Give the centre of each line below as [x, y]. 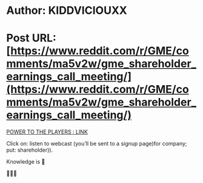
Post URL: [31, 38]
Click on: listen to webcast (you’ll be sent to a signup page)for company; [97, 144]
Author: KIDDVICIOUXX [67, 11]
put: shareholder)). [30, 150]
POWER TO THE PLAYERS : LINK [47, 132]
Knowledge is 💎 [26, 162]
